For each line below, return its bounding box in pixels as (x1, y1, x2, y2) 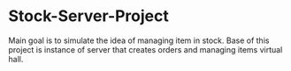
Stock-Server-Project (8, 6, 170, 26)
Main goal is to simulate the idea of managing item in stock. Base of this (8, 35, 270, 46)
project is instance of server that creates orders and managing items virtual (8, 44, 283, 54)
